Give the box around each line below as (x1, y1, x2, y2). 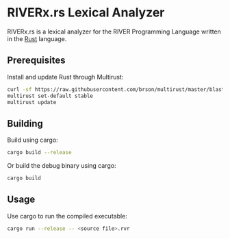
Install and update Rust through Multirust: (7, 73, 124, 81)
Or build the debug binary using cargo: (7, 162, 116, 170)
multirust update (7, 99, 57, 105)
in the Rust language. (7, 34, 67, 42)
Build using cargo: (7, 136, 58, 144)
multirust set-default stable (7, 92, 94, 99)
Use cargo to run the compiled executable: (7, 212, 128, 220)
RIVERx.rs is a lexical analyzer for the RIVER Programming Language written (7, 27, 221, 36)
